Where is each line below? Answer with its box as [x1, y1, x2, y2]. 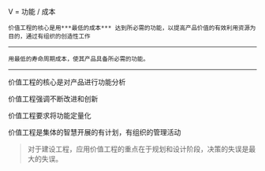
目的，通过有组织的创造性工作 [8, 32, 91, 40]
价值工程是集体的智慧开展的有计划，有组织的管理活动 [8, 128, 181, 136]
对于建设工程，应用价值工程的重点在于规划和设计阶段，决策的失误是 [27, 144, 249, 154]
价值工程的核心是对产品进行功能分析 [8, 77, 126, 87]
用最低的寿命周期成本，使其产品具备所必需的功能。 [8, 55, 150, 63]
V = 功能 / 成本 [8, 7, 56, 16]
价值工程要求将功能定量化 [8, 111, 91, 120]
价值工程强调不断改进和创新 [8, 94, 99, 103]
